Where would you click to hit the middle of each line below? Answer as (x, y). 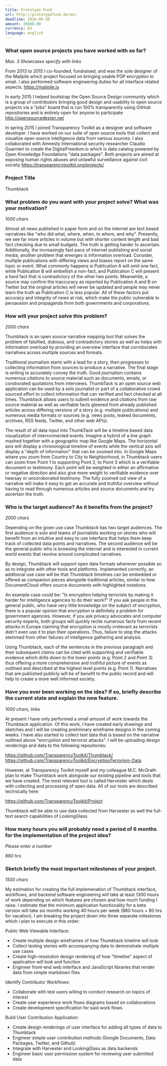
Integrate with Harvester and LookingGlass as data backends (75, 1048)
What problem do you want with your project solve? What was (82, 202)
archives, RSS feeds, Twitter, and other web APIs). (57, 421)
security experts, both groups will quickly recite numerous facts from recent (83, 621)
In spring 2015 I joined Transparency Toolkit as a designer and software (79, 128)
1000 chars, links (23, 709)
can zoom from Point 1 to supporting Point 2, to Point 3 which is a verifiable (82, 462)
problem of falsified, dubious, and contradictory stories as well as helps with (83, 342)
